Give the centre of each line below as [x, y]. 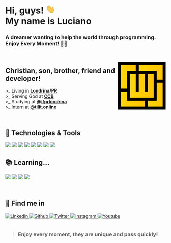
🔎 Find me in [25, 204]
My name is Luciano [48, 21]
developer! [23, 79]
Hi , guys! [25, 10]
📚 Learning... [27, 162]
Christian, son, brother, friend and [60, 71]
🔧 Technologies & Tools [43, 133]
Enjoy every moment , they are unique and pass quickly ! [88, 234]
